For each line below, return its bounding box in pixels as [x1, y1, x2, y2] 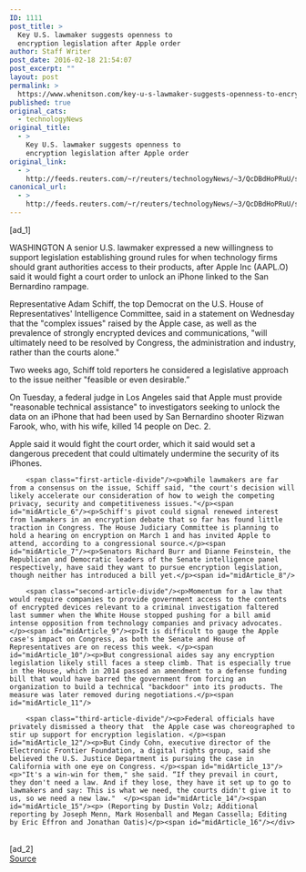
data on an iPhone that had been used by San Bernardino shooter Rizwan [9, 411, 284, 421]
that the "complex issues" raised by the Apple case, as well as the [9, 318, 257, 329]
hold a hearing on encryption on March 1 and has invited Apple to [9, 531, 271, 540]
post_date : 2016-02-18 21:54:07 [9, 56, 132, 65]
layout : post [9, 73, 59, 82]
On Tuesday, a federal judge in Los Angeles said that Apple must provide [9, 391, 282, 402]
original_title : [9, 124, 71, 133]
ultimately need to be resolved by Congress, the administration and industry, [9, 337, 296, 348]
